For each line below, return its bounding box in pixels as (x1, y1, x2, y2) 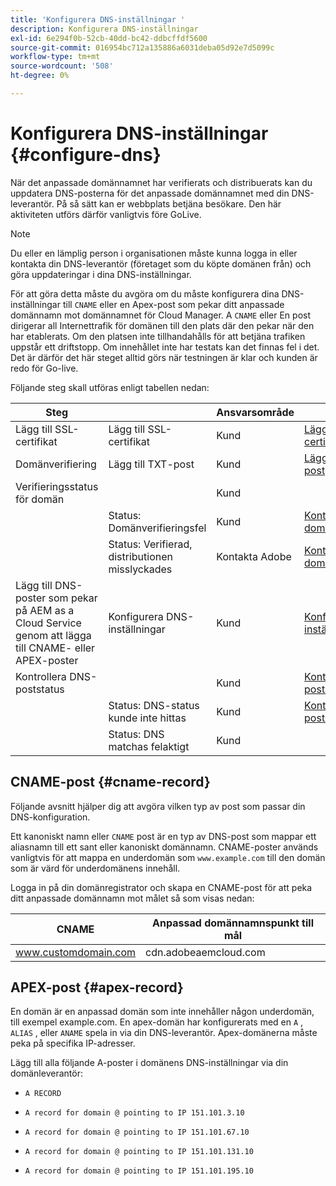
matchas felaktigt (108, 739, 190, 753)
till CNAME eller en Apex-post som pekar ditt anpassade (62, 298, 285, 310)
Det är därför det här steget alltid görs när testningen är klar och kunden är (10, 351, 318, 363)
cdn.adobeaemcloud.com (145, 945, 266, 959)
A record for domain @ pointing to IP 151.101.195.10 (24, 1166, 254, 1176)
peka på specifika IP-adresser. (10, 1037, 136, 1050)
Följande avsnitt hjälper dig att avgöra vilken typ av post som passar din (10, 800, 306, 812)
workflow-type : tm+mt (10, 52, 101, 62)
